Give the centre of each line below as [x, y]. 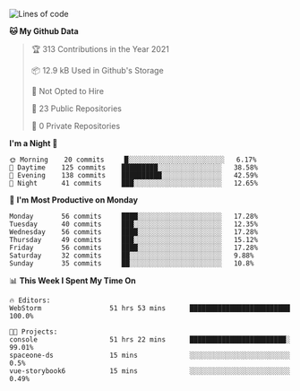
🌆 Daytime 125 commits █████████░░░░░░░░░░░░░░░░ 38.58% [133, 168]
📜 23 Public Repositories [77, 109]
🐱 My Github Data [44, 31]
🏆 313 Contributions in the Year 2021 [100, 49]
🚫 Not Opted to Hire [68, 91]
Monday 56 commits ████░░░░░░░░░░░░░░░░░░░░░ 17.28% [133, 216]
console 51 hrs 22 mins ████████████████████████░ [150, 340]
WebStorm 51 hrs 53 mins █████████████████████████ [150, 308]
